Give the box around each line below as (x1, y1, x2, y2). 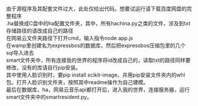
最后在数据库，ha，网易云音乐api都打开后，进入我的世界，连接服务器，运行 (6, 86, 190, 93)
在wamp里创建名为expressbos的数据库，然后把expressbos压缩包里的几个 (6, 42, 186, 49)
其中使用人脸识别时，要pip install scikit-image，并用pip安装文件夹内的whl (6, 71, 186, 78)
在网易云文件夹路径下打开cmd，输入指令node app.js (6, 35, 133, 41)
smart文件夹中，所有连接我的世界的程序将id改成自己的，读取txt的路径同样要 (6, 57, 191, 64)
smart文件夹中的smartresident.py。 (6, 94, 93, 100)
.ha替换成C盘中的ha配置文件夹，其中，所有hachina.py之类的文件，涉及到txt (6, 20, 190, 26)
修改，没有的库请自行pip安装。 (6, 64, 81, 71)
